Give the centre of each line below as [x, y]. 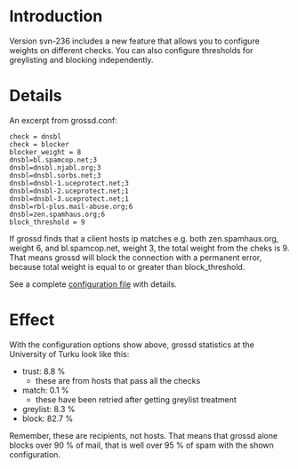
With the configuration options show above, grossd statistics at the [132, 345]
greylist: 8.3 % [48, 409]
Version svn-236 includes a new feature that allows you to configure [134, 41]
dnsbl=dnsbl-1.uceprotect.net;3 [69, 183]
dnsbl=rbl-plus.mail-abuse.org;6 [71, 206]
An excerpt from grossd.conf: [63, 120]
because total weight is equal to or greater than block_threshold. [127, 266]
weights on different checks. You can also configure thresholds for [131, 50]
